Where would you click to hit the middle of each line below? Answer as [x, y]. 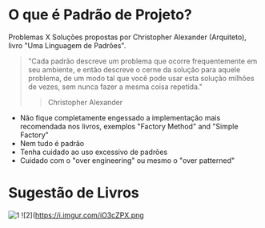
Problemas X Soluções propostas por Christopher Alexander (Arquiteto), [127, 37]
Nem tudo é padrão [52, 143]
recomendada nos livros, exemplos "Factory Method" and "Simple [129, 126]
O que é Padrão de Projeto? [100, 15]
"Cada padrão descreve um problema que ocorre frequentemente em [143, 61]
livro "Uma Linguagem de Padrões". [67, 45]
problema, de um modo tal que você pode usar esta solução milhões [141, 78]
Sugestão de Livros [74, 193]
